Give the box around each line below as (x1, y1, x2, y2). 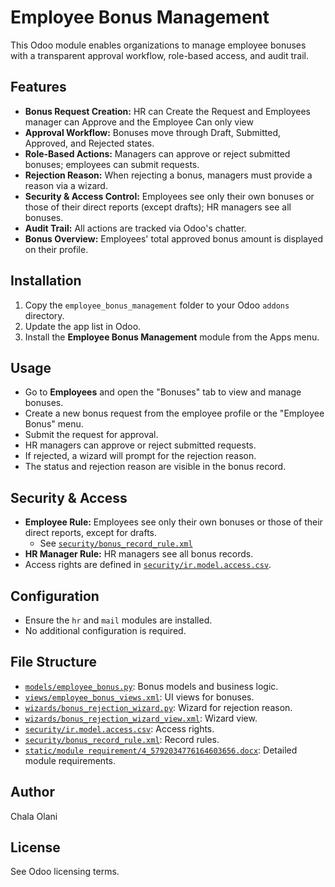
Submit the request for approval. (24, 429, 159, 441)
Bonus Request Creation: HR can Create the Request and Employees (24, 105, 312, 117)
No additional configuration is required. (24, 625, 187, 636)
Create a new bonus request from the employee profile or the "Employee (24, 407, 325, 420)
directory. (24, 309, 65, 321)
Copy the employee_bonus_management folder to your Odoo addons (24, 299, 290, 311)
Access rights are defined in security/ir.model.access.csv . (24, 559, 272, 571)
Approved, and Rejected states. (24, 137, 155, 149)
